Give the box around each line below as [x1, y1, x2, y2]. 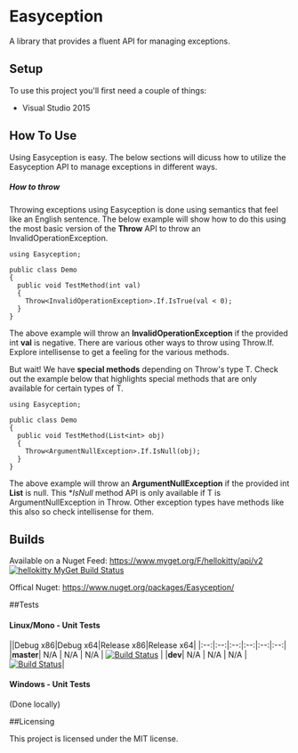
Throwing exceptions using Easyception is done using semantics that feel [9, 204, 278, 215]
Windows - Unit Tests [9, 679, 91, 690]
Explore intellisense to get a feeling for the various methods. [9, 346, 230, 357]
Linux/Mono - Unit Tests [9, 619, 101, 630]
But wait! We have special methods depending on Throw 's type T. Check [9, 363, 278, 375]
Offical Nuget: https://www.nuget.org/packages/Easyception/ [9, 582, 235, 593]
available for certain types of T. [9, 383, 125, 393]
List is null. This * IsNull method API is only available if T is [9, 487, 221, 498]
